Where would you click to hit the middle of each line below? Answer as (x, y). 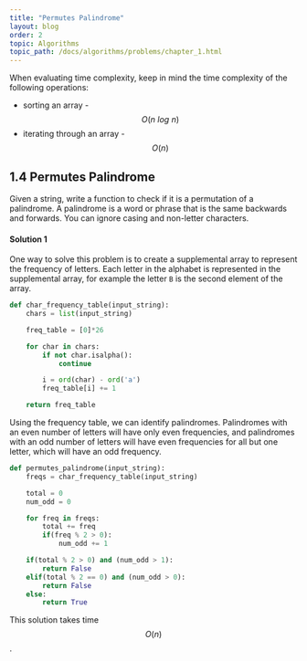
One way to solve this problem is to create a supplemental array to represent (153, 259)
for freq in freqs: (63, 518)
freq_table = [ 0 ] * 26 (65, 330)
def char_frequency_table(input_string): (90, 305)
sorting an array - (56, 105)
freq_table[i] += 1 (79, 389)
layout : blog (34, 26)
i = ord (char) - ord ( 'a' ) (92, 380)
